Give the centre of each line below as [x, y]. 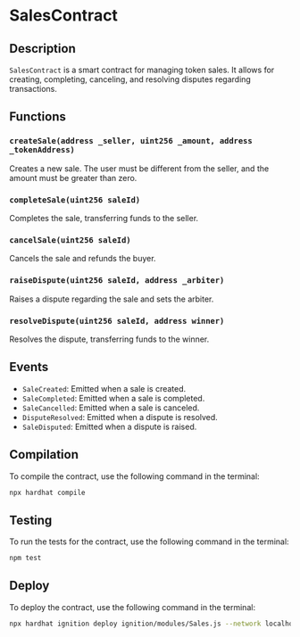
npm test [25, 558]
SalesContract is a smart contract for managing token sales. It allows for [142, 70]
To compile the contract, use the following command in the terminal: [135, 476]
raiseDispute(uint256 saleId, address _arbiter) [117, 281]
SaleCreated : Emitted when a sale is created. [104, 388]
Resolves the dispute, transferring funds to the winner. [109, 339]
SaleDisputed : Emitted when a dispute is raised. [109, 426]
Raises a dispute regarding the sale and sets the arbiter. [112, 299]
